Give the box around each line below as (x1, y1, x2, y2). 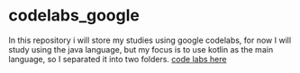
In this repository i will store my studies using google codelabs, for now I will (8, 35, 292, 45)
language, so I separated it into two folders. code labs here (8, 53, 227, 64)
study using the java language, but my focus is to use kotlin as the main (8, 44, 274, 54)
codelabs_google (8, 5, 141, 26)
